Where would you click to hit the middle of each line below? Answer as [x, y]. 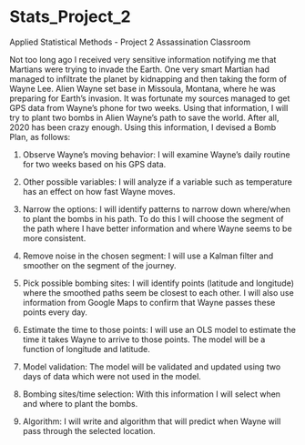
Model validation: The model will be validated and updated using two [152, 367]
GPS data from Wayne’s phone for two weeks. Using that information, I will [149, 107]
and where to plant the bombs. [80, 403]
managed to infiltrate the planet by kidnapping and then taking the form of [148, 78]
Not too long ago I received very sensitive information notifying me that [143, 59]
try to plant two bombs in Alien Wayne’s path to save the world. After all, [144, 117]
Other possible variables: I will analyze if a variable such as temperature [158, 182]
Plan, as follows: [40, 137]
